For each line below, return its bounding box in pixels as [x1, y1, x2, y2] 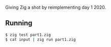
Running [5, 19, 33, 27]
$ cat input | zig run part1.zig [5, 37, 76, 42]
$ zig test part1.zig [5, 32, 51, 37]
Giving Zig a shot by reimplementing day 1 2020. [5, 5, 106, 10]
